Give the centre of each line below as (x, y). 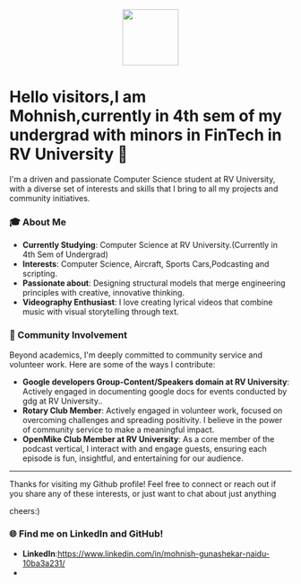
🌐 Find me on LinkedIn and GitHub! (86, 534)
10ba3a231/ (43, 563)
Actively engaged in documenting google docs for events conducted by (155, 391)
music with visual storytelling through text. (100, 312)
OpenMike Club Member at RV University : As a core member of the (148, 438)
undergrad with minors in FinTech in (146, 135)
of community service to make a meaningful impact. (118, 429)
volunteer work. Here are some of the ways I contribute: (112, 364)
